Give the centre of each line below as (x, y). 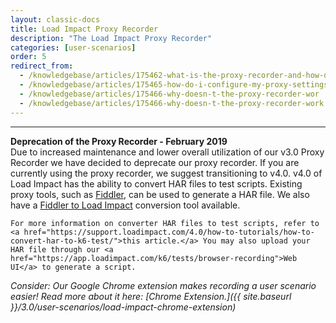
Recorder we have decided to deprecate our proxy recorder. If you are (155, 162)
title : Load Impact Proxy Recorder (84, 29)
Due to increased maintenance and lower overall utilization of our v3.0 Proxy (167, 152)
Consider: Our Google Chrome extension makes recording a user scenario (163, 285)
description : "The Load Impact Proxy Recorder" (111, 38)
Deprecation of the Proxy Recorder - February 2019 (119, 141)
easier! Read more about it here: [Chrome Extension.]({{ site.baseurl (151, 296)
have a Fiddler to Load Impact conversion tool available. (125, 205)
